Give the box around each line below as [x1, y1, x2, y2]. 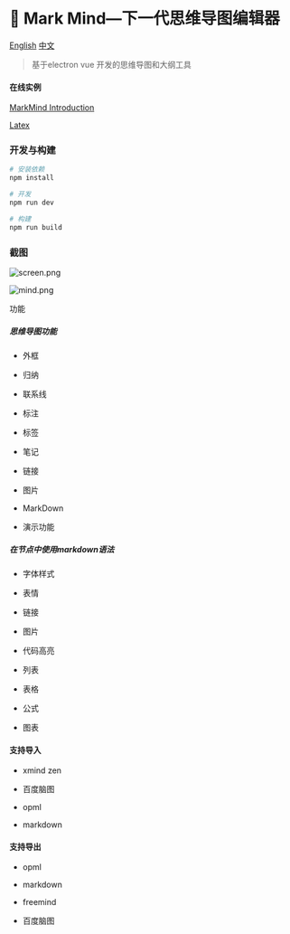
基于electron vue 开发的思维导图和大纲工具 [31, 59, 192, 70]
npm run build [9, 222, 63, 231]
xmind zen [22, 765, 61, 776]
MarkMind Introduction [9, 102, 95, 113]
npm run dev [9, 198, 54, 208]
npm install [9, 174, 54, 183]
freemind [22, 897, 57, 908]
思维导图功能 [9, 325, 57, 336]
